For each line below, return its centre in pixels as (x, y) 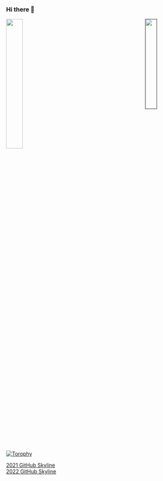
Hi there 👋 (21, 9)
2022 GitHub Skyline (31, 472)
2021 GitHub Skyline (31, 465)
